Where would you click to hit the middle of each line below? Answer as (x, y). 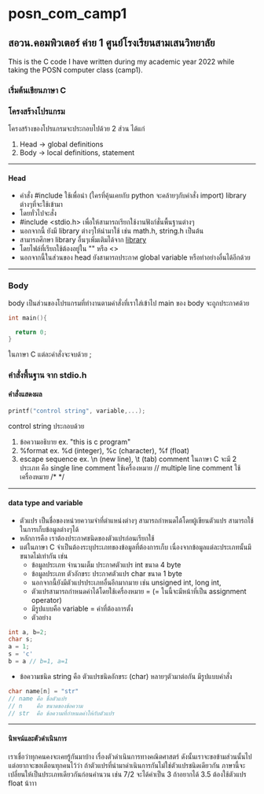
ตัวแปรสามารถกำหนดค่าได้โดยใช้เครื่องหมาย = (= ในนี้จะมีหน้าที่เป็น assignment (139, 591)
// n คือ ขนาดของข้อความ (46, 706)
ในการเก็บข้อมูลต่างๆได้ (49, 529)
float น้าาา (22, 783)
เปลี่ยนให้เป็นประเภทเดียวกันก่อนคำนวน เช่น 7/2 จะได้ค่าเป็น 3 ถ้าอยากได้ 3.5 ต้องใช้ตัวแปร (127, 774)
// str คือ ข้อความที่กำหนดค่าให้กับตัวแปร (61, 713)
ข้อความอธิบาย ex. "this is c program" (75, 442)
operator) (47, 600)
